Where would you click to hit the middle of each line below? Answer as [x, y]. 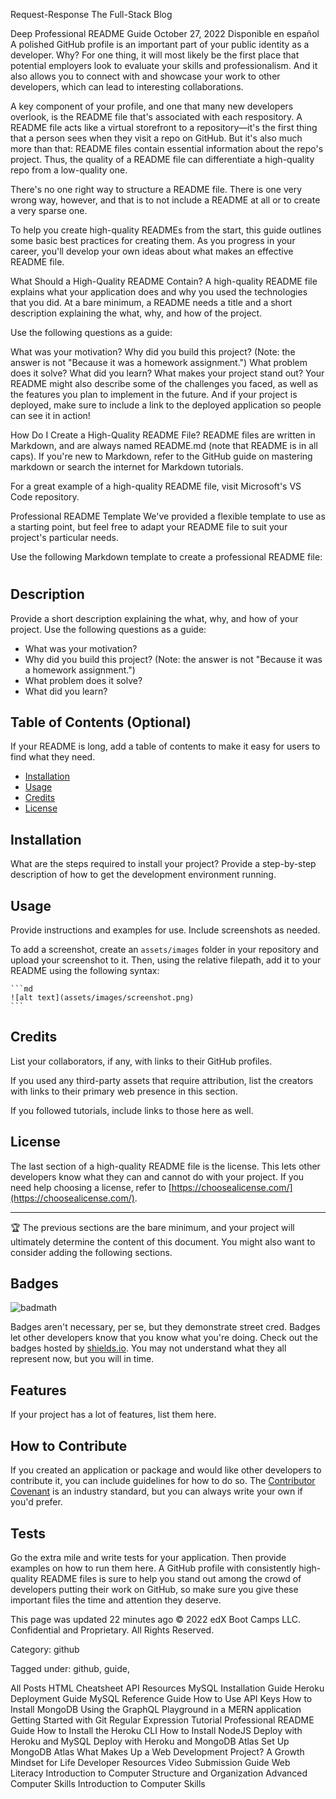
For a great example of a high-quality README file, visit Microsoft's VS [156, 486]
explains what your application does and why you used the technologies [159, 292]
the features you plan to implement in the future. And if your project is [154, 394]
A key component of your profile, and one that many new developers [152, 106]
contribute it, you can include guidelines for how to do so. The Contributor [163, 1481]
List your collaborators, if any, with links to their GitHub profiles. [141, 1061]
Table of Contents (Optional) [101, 722]
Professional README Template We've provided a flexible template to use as [168, 516]
